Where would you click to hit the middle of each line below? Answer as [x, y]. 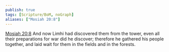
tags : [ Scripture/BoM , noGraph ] [39, 15]
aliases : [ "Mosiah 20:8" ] [33, 19]
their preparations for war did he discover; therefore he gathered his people [84, 39]
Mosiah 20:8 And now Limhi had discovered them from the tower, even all [82, 34]
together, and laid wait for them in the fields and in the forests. [71, 44]
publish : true [20, 10]
